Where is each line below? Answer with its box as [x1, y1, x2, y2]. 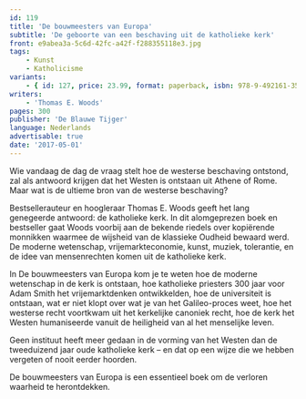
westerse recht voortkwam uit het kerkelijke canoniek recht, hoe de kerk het [9, 307, 295, 318]
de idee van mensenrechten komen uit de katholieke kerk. [9, 251, 227, 261]
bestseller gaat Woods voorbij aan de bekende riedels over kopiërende [9, 221, 275, 232]
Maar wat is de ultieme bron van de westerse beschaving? [9, 184, 229, 196]
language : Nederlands [9, 124, 92, 133]
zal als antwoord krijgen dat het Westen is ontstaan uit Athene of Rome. [9, 175, 278, 186]
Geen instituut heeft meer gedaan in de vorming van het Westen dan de [9, 334, 278, 345]
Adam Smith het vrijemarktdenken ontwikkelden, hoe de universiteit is [9, 288, 271, 299]
